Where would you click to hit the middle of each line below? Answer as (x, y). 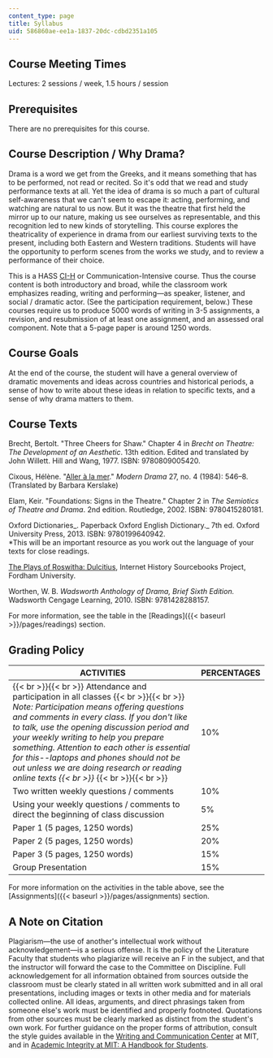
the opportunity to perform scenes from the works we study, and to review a (136, 251)
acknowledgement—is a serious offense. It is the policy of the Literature (129, 950)
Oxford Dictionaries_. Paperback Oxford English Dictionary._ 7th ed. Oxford (134, 526)
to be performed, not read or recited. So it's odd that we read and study (128, 182)
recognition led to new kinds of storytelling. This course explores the (123, 225)
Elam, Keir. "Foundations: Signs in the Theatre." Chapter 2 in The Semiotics (134, 501)
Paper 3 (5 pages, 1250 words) (73, 854)
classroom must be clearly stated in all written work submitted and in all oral (136, 985)
